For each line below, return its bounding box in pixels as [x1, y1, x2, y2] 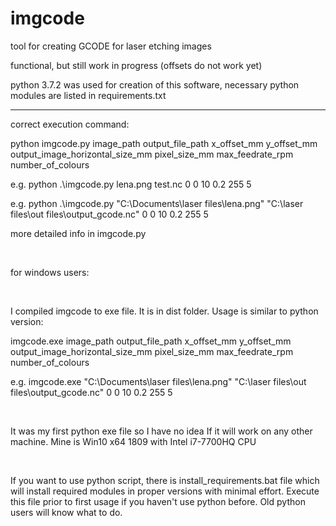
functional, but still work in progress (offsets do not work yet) [10, 59, 263, 71]
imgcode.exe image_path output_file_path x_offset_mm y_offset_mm [10, 335, 292, 347]
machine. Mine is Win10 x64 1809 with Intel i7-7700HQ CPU [10, 435, 257, 447]
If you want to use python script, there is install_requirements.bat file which [10, 474, 320, 486]
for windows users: [10, 266, 90, 278]
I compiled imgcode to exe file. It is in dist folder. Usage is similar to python [10, 305, 319, 317]
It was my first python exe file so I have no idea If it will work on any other [10, 425, 313, 437]
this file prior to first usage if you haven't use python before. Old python [10, 495, 306, 507]
